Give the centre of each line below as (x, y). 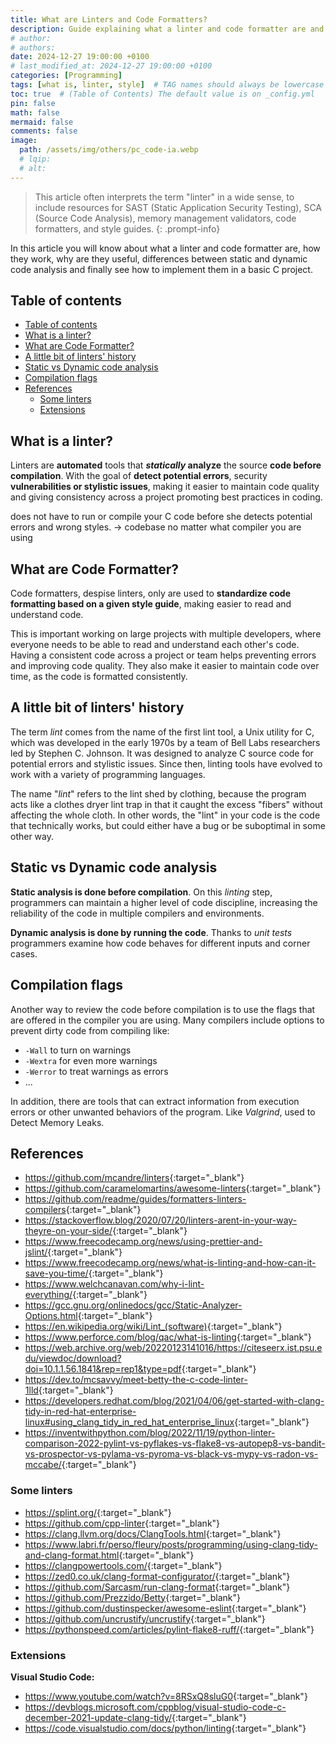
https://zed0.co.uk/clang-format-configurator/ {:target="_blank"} (157, 1576)
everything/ (48, 1295)
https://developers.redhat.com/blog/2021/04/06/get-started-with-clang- (174, 1401)
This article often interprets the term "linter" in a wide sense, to (164, 197)
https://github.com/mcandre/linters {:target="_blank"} (134, 1178)
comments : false (44, 131)
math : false (35, 112)
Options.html (51, 1316)
